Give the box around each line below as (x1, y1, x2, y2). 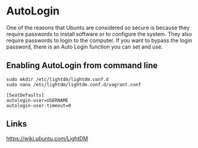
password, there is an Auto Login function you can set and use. (6, 43, 163, 50)
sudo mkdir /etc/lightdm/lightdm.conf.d (6, 76, 110, 82)
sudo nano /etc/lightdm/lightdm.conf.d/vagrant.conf (6, 81, 141, 87)
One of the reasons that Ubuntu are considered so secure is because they (6, 24, 190, 31)
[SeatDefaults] (6, 92, 45, 98)
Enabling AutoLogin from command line (6, 61, 158, 71)
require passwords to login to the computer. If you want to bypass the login (6, 37, 193, 44)
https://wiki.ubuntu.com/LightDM (6, 135, 88, 142)
